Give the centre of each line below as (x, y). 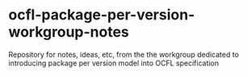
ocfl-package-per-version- (102, 15)
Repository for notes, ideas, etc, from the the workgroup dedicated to (124, 54)
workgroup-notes (69, 32)
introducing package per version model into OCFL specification (114, 63)
